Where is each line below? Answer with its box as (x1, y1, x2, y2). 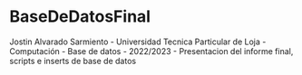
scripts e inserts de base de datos (9, 55, 137, 66)
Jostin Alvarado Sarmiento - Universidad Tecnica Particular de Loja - (9, 36, 267, 47)
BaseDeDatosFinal (9, 6, 151, 27)
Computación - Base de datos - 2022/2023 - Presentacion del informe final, (9, 45, 294, 56)
